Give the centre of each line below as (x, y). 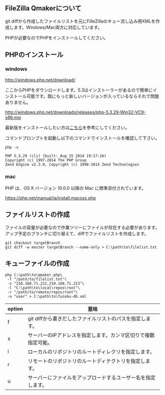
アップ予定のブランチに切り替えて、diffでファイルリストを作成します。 (77, 233)
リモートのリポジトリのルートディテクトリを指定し (87, 361)
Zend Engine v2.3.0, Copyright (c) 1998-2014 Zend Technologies (72, 164)
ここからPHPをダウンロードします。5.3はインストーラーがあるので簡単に (79, 90)
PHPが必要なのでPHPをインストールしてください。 (57, 37)
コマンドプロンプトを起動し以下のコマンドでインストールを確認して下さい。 (82, 138)
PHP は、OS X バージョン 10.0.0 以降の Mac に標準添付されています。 (76, 188)
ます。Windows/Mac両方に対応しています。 (58, 27)
